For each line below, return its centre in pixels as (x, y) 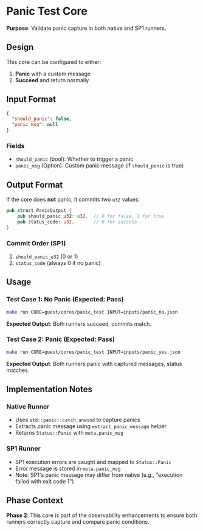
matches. (18, 370)
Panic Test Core (47, 11)
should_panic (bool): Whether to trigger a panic (74, 159)
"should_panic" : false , (42, 119)
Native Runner (28, 407)
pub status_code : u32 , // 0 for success (77, 222)
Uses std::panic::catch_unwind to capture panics (77, 420)
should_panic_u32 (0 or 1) (46, 256)
